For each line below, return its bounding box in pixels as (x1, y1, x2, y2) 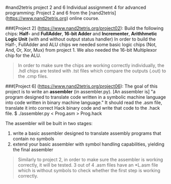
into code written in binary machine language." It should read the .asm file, (5, 99, 162, 106)
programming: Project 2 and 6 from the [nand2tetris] (5, 10, 116, 16)
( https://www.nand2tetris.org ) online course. (5, 15, 100, 21)
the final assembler (12, 147, 54, 153)
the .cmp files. (17, 73, 49, 79)
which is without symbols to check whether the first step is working (17, 168, 160, 173)
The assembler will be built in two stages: (5, 120, 93, 126)
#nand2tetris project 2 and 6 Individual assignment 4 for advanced (5, 5, 146, 10)
